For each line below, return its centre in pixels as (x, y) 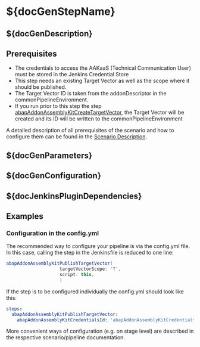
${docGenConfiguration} (54, 176)
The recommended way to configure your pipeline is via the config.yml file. (98, 246)
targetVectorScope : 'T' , (90, 269)
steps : (14, 309)
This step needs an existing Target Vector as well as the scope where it (102, 81)
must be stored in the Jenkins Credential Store (72, 75)
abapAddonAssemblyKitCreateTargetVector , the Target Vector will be (99, 113)
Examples (25, 216)
